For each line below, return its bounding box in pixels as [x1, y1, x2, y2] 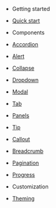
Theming [12, 195, 35, 202]
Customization [12, 183, 49, 190]
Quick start [12, 17, 40, 24]
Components [12, 29, 45, 36]
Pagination [12, 159, 40, 166]
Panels [12, 112, 29, 119]
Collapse [12, 64, 35, 72]
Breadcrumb [12, 147, 44, 155]
